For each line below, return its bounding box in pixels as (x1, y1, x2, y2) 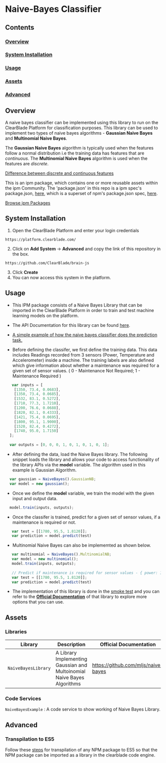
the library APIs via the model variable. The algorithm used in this (12, 461, 146, 467)
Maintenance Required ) (12, 373, 62, 379)
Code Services (5, 695, 41, 702)
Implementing (55, 656, 87, 662)
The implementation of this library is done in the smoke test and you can (12, 588, 160, 595)
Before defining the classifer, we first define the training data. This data (12, 347, 158, 353)
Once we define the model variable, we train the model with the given (12, 490, 155, 496)
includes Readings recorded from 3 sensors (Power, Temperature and (12, 352, 155, 357)
